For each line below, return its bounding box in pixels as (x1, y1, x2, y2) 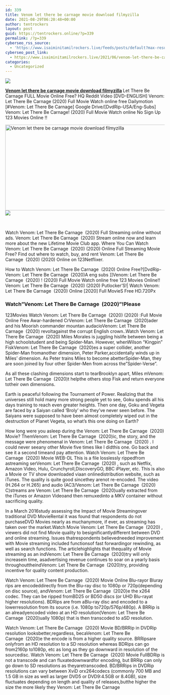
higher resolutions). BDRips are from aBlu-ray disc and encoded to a (5, 599, 148, 605)
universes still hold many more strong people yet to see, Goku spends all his (5, 397, 164, 403)
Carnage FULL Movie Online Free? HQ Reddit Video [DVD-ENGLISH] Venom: (5, 93, 165, 99)
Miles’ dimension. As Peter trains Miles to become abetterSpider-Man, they (5, 355, 162, 361)
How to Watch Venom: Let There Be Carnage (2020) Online (5, 266, 131, 272)
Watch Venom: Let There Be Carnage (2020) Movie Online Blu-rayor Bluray (5, 577, 163, 583)
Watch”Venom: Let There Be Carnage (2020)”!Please (5, 301, 141, 308)
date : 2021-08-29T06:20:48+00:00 (5, 17, 76, 22)
